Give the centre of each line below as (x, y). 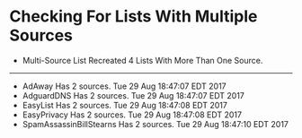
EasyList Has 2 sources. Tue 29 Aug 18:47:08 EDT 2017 (124, 105)
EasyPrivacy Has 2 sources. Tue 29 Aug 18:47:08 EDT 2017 (132, 115)
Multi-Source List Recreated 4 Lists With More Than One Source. (142, 60)
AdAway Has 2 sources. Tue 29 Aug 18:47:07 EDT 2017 (124, 86)
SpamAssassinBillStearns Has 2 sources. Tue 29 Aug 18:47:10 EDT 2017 (155, 124)
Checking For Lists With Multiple (133, 17)
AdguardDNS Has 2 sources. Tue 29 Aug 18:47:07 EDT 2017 (133, 95)
